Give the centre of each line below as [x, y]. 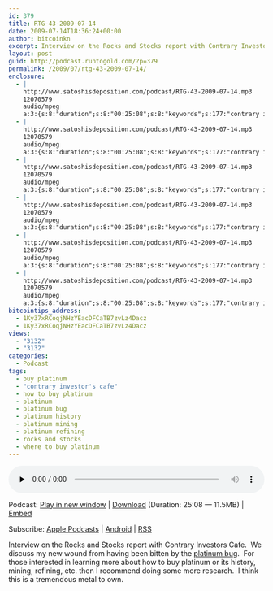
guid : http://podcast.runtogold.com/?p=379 [83, 62]
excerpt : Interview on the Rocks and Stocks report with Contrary [123, 46]
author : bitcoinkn [39, 39]
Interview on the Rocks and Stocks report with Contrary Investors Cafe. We [135, 545]
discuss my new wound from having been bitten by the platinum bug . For [132, 553]
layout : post [30, 54]
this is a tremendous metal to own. [66, 579]
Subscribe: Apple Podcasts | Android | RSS [80, 528]
